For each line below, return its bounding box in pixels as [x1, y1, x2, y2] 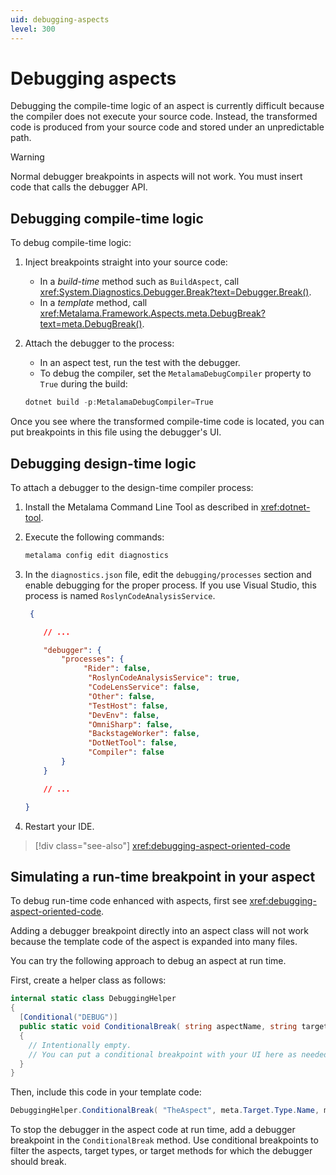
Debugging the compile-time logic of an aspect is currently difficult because [10, 100, 325, 112]
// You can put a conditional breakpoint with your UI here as [28, 1049, 298, 1060]
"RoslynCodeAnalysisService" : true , [88, 673, 241, 683]
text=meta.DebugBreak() [39, 318, 143, 330]
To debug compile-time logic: [10, 237, 132, 249]
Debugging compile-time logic [10, 210, 204, 227]
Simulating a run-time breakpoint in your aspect [10, 868, 316, 885]
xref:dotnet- [260, 501, 311, 513]
